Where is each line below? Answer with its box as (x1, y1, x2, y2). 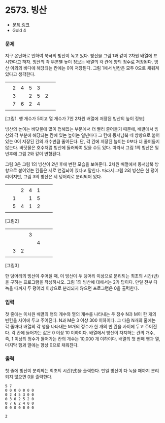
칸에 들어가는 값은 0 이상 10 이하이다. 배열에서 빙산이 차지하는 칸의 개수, (16, 329, 155, 336)
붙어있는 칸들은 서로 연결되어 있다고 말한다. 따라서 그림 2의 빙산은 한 (18, 167, 150, 173)
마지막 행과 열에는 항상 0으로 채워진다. (5, 342, 79, 348)
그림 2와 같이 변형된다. (18, 151, 62, 157)
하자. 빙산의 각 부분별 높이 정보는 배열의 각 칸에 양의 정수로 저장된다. (22, 59, 154, 65)
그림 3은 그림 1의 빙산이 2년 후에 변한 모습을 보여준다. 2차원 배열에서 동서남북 (5, 161, 154, 167)
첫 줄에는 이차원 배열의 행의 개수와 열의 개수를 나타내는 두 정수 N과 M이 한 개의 (5, 311, 157, 317)
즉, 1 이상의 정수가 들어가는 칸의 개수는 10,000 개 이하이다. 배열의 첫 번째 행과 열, (5, 336, 161, 342)
